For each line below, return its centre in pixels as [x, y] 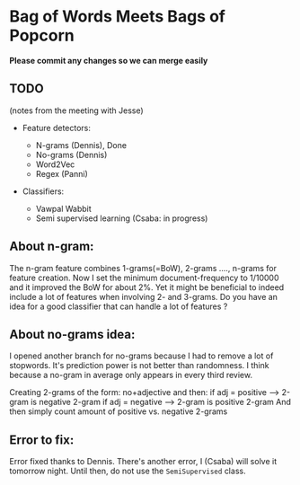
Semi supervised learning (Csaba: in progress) [122, 218]
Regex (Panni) [62, 173]
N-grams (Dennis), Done [81, 145]
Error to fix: [42, 440]
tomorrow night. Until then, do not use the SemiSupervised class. [128, 471]
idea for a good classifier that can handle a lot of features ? [119, 306]
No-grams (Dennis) [71, 154]
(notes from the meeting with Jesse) [76, 110]
